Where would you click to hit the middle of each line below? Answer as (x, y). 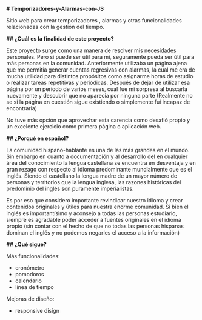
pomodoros (29, 274)
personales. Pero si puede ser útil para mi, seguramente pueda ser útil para (100, 57)
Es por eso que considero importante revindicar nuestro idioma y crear (95, 200)
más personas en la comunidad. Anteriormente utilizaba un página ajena (97, 63)
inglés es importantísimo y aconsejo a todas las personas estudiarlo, (92, 213)
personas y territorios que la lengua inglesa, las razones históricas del (94, 182)
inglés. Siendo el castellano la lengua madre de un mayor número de (92, 176)
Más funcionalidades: (33, 256)
